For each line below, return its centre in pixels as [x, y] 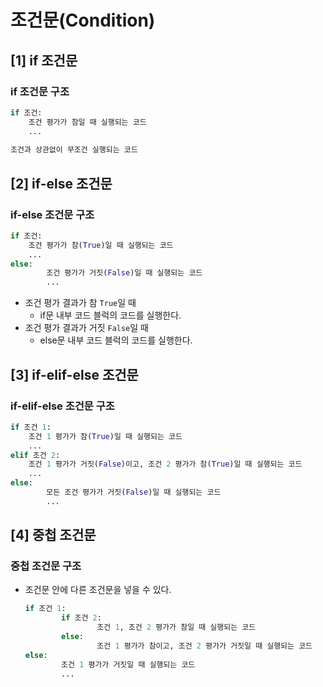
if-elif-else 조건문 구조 [62, 406]
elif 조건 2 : [35, 455]
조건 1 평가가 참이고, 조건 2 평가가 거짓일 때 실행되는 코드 [204, 646]
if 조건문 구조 [40, 91]
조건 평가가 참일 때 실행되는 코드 [87, 122]
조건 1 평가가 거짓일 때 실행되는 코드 [128, 664]
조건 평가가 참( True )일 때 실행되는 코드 [101, 245]
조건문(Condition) [83, 20]
